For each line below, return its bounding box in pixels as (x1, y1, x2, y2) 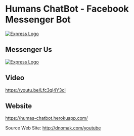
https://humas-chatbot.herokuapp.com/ (5, 115, 88, 121)
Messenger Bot (5, 14, 71, 25)
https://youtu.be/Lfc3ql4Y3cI (5, 87, 66, 93)
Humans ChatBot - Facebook (5, 3, 129, 15)
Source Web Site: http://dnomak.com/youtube (5, 125, 101, 131)
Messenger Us (5, 45, 52, 54)
